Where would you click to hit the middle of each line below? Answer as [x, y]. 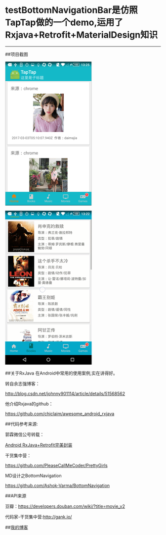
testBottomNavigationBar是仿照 [72, 10]
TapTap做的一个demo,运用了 [64, 23]
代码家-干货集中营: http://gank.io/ [39, 517]
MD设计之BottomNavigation [33, 476]
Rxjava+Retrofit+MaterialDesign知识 [82, 35]
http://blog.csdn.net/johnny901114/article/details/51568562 [65, 393]
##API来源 [16, 495]
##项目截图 [17, 54]
